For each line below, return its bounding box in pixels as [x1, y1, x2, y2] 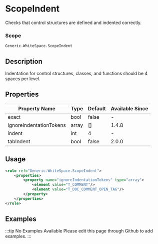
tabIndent [7, 138, 30, 145]
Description [5, 57, 42, 66]
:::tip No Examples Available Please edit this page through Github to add [5, 228, 153, 234]
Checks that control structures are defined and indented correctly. [5, 20, 141, 26]
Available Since [110, 105, 148, 112]
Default [87, 105, 106, 112]
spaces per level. [5, 76, 40, 82]
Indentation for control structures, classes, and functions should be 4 [5, 71, 148, 77]
